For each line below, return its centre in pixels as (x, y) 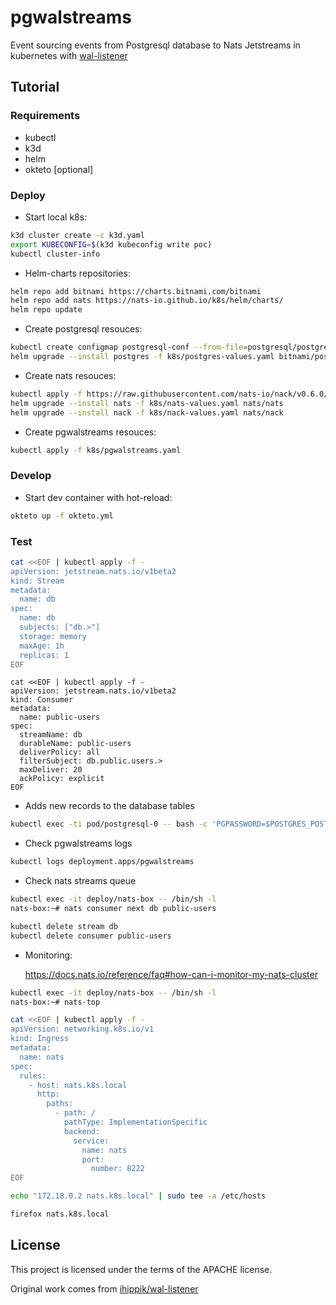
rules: (33, 1076)
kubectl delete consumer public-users (91, 936)
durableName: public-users (75, 744)
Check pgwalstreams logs (78, 843)
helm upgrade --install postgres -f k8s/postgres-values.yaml (142, 357)
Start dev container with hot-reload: (98, 497)
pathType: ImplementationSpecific (135, 1122)
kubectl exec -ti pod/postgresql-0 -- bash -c (109, 824)
